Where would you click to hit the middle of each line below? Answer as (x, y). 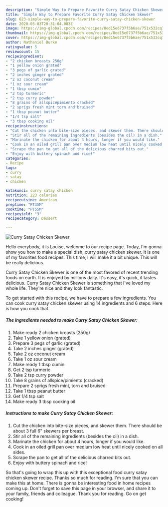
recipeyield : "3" (24, 214)
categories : (18, 158)
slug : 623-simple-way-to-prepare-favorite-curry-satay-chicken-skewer (81, 19)
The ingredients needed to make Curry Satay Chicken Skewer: (72, 320)
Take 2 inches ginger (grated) (43, 349)
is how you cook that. (28, 309)
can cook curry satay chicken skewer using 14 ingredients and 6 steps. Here (84, 303)
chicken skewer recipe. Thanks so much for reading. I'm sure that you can (82, 478)
